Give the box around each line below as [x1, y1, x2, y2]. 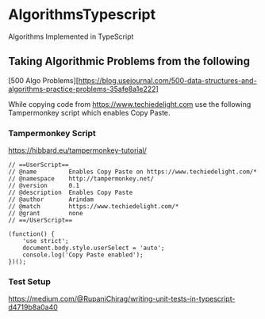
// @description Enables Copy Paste [8, 188, 133, 197]
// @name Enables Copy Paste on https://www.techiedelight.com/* [8, 168, 258, 176]
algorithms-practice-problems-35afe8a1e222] [8, 84, 159, 93]
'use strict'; [22, 237, 69, 245]
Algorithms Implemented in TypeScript [8, 32, 134, 41]
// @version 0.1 [8, 182, 80, 190]
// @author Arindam [8, 196, 94, 203]
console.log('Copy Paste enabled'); [22, 251, 144, 259]
